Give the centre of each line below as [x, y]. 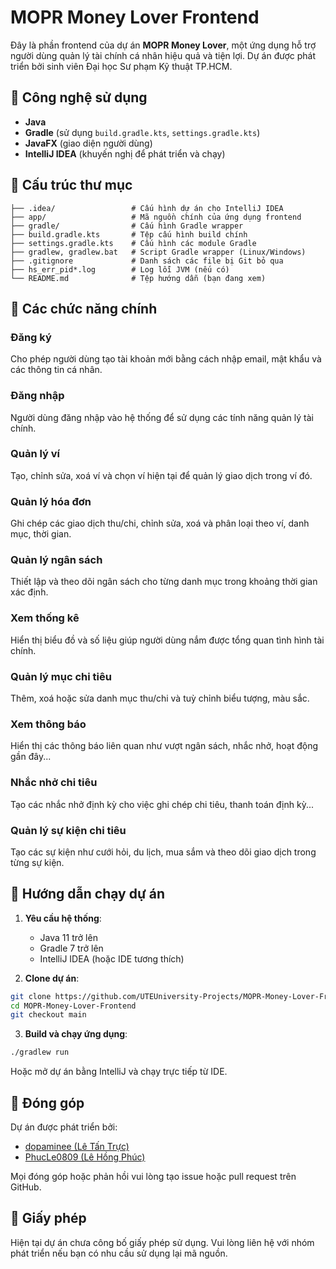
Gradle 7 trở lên [71, 948]
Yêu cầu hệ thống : [63, 918]
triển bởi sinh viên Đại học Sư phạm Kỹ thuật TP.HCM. [121, 66]
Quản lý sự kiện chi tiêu [68, 830]
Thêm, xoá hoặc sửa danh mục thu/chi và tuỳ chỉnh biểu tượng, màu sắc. [160, 698]
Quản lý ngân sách [56, 560]
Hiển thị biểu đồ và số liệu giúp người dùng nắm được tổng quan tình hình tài [167, 640]
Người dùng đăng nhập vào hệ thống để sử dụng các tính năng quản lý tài [162, 417]
